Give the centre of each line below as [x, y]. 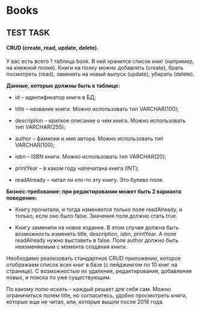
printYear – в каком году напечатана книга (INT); [77, 168]
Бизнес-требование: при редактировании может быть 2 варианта [94, 191]
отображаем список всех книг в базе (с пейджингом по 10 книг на [92, 264]
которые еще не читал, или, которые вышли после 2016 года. [85, 301]
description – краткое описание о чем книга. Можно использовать [100, 120]
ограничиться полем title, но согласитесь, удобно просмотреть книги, [97, 295]
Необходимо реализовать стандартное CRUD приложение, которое [94, 258]
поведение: [22, 198]
